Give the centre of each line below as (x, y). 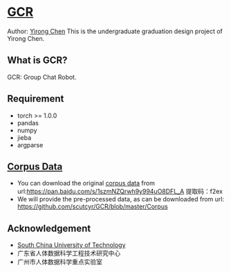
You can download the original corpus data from (86, 183)
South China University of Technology (71, 245)
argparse (30, 145)
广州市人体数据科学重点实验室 (59, 262)
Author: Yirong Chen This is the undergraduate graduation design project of (115, 31)
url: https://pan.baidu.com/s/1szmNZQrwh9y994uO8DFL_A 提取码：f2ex (120, 192)
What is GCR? (37, 61)
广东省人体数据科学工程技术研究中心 (69, 253)
